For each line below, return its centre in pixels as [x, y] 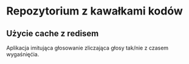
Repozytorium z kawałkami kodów [95, 11]
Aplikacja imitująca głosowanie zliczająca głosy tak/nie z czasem [88, 48]
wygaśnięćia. [23, 54]
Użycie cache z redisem [53, 34]
